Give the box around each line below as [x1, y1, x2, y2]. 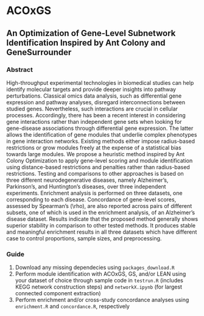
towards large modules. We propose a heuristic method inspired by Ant [6, 150, 185, 157]
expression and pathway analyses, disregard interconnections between [6, 98, 186, 106]
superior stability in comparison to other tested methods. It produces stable [6, 221, 196, 229]
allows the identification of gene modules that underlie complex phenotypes [6, 131, 197, 138]
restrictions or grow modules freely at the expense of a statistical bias [6, 144, 181, 151]
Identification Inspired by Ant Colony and [6, 37, 166, 48]
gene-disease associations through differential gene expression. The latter [6, 124, 194, 132]
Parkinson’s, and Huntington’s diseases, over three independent [6, 182, 166, 190]
